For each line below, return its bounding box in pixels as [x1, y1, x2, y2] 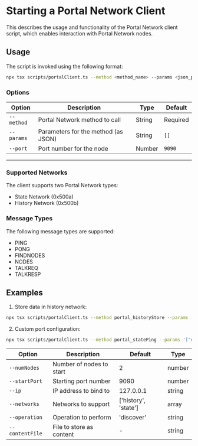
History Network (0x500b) [14, 200, 79, 207]
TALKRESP [14, 271, 41, 278]
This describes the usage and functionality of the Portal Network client [6, 24, 178, 31]
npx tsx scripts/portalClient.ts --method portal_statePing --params [6, 337, 181, 343]
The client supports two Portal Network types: [6, 182, 118, 189]
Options [6, 88, 29, 96]
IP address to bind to [52, 387, 110, 395]
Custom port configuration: [14, 325, 81, 333]
